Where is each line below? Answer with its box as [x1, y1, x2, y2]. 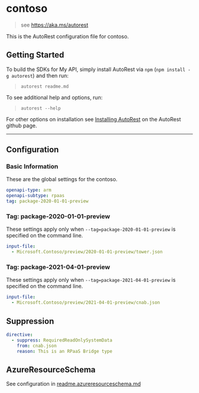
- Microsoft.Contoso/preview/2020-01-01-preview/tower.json [11, 249, 163, 255]
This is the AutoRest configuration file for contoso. [6, 33, 129, 40]
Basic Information [6, 162, 59, 170]
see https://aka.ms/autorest [20, 21, 89, 28]
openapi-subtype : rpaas [6, 193, 65, 199]
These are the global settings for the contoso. [6, 176, 118, 183]
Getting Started [6, 50, 65, 60]
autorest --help [20, 105, 61, 111]
